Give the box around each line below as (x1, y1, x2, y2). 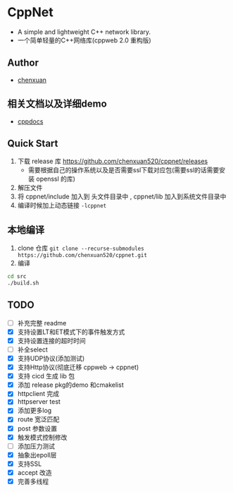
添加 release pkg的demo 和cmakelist (17, 380, 125, 389)
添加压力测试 (17, 442, 55, 450)
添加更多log (17, 407, 52, 415)
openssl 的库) (36, 174, 76, 184)
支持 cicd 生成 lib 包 (17, 372, 75, 380)
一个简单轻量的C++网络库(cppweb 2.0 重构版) (17, 36, 151, 44)
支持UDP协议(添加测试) (17, 354, 85, 362)
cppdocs (17, 117, 44, 126)
